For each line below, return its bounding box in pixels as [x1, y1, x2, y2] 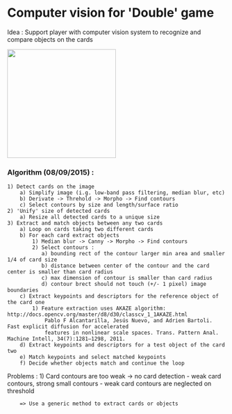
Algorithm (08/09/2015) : [7, 167, 94, 177]
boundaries [7, 287, 39, 294]
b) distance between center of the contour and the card [41, 262, 210, 269]
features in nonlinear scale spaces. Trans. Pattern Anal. [44, 329, 219, 337]
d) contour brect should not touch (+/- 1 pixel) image [41, 280, 207, 288]
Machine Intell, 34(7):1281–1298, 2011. [7, 335, 126, 342]
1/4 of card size [7, 256, 58, 264]
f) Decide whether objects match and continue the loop [19, 360, 185, 367]
